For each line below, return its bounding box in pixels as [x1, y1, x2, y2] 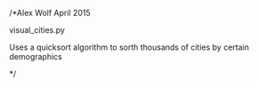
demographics [9, 51, 62, 61]
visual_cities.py [9, 25, 65, 35]
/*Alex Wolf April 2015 [9, 8, 91, 18]
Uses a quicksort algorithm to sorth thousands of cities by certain [9, 42, 249, 52]
